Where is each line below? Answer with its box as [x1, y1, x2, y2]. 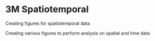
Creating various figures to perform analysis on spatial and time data [5, 30, 150, 36]
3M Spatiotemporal [5, 4, 89, 15]
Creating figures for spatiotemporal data [5, 20, 91, 26]
